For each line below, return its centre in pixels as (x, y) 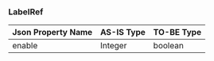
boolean (169, 46)
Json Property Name (53, 32)
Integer (113, 46)
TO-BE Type (177, 32)
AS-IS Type (123, 32)
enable (25, 46)
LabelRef (26, 12)
